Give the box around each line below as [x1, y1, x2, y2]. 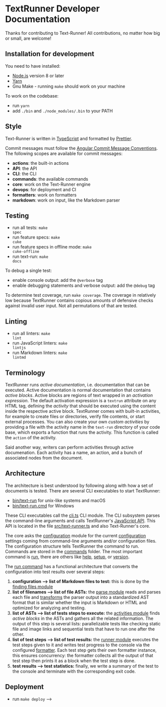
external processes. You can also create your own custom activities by [5, 419, 150, 425]
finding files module [12, 584, 53, 589]
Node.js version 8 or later [12, 73, 64, 79]
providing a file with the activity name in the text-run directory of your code [5, 424, 160, 430]
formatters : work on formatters [12, 192, 77, 198]
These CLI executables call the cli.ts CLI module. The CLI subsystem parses [5, 512, 160, 518]
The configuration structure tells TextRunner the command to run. [5, 543, 140, 549]
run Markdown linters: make [12, 350, 68, 356]
